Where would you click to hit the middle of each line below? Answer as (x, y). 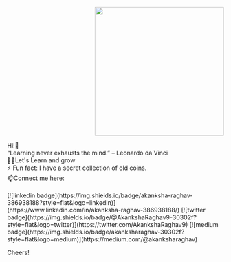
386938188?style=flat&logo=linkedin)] (62, 203)
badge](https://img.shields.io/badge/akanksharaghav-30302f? (96, 232)
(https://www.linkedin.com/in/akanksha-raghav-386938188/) (93, 210)
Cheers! (18, 252)
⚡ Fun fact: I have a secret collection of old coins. (77, 168)
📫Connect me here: (36, 178)
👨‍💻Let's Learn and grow (41, 160)
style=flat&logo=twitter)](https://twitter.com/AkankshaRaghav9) (98, 225)
